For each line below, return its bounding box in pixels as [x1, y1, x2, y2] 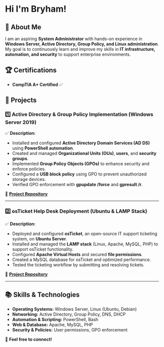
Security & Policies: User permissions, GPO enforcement [12, 326, 128, 333]
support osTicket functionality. [12, 246, 74, 252]
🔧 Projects [5, 96, 37, 105]
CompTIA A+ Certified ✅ [12, 82, 63, 87]
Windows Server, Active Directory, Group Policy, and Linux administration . [5, 41, 159, 47]
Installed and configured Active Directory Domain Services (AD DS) [12, 140, 150, 146]
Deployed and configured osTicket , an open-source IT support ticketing [12, 231, 158, 237]
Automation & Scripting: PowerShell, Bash [12, 316, 99, 322]
